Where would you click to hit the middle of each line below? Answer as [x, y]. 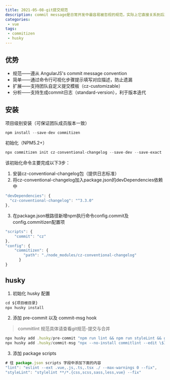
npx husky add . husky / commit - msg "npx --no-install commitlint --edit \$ [85, 343]
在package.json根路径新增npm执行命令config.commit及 [71, 216]
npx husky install [25, 307]
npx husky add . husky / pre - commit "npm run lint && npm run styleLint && [83, 338]
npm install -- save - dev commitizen [43, 132]
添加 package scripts [34, 354]
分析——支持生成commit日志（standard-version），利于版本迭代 [79, 92]
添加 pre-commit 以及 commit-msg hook [55, 318]
